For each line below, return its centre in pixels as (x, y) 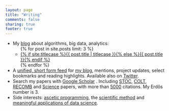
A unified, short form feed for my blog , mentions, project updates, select (89, 71)
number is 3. (26, 92)
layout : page (19, 10)
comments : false (22, 19)
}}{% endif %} (35, 60)
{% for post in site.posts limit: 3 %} (57, 49)
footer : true (19, 29)
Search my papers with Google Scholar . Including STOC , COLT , (80, 81)
